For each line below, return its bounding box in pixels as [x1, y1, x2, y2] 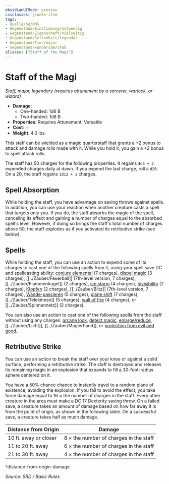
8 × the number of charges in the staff [64, 434, 154, 441]
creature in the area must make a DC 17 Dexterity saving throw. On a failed [5, 398, 160, 404]
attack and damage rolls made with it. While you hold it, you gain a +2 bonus [5, 145, 164, 151]
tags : [5, 17, 17, 22]
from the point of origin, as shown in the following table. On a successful [5, 408, 156, 414]
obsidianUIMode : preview [5, 7, 58, 13]
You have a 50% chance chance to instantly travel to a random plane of [5, 382, 154, 388]
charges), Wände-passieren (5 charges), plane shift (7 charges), [5, 291, 139, 297]
